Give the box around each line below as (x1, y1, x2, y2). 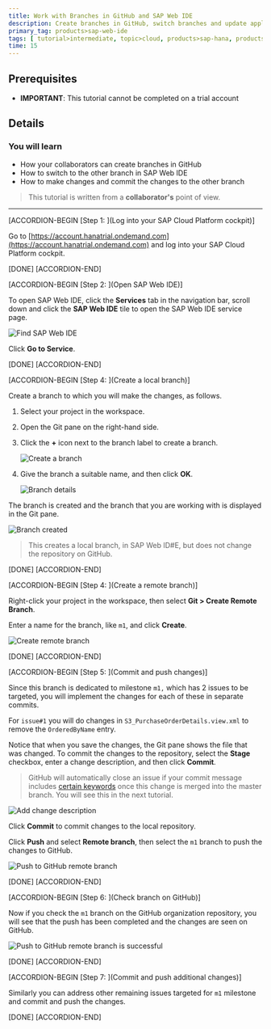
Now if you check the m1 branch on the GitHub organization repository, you (8, 908, 256, 917)
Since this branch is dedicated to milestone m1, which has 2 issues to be (8, 682, 248, 692)
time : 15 (8, 42, 38, 50)
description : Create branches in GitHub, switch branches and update (8, 19, 248, 27)
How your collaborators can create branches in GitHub (19, 159, 202, 169)
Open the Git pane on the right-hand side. (19, 422, 160, 432)
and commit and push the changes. (8, 996, 127, 1006)
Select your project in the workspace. (19, 406, 145, 416)
